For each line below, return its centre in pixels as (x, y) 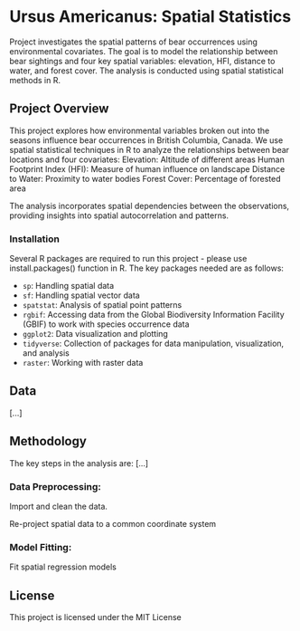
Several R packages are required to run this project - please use (128, 259)
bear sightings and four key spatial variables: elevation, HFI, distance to (142, 61)
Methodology (48, 441)
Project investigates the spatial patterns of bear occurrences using (133, 42)
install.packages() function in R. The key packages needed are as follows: (147, 268)
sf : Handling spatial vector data (81, 295)
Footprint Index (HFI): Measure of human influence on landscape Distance (147, 168)
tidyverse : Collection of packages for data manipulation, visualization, (153, 344)
